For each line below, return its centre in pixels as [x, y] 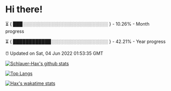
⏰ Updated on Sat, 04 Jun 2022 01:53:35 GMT [54, 53]
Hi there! [24, 9]
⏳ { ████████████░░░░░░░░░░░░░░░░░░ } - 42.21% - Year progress [86, 41]
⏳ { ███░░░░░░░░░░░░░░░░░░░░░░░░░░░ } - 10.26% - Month [77, 24]
